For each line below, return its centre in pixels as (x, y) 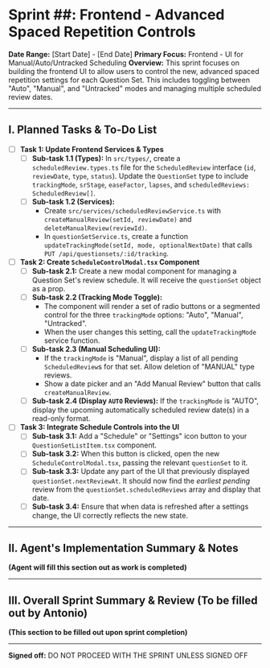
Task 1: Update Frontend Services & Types (92, 149)
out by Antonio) (48, 613)
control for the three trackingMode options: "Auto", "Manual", (143, 315)
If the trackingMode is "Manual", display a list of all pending (141, 358)
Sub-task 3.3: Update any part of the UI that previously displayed (141, 472)
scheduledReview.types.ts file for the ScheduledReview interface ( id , (144, 167)
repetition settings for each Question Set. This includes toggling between (129, 80)
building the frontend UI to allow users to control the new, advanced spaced (134, 71)
